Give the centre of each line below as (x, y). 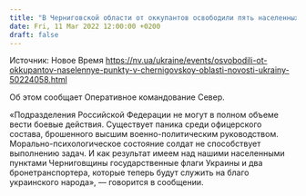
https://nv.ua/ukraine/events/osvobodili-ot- (186, 61)
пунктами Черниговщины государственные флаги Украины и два (136, 163)
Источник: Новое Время (56, 61)
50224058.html (39, 80)
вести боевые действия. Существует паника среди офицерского (136, 124)
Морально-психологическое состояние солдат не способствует (135, 144)
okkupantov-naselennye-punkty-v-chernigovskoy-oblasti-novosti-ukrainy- (149, 70)
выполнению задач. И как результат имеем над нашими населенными (147, 153)
